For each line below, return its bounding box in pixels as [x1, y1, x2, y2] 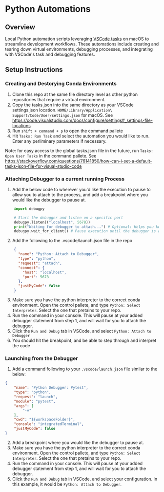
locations [12, 122, 31, 128]
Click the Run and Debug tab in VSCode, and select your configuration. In [12, 476, 158, 482]
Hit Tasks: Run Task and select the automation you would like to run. [12, 133, 150, 139]
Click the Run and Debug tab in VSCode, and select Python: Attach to [12, 328, 151, 334]
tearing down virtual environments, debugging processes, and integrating [5, 46, 153, 52]
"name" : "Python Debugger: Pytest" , [14, 385, 89, 390]
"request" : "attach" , [18, 261, 62, 266]
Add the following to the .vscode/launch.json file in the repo [12, 238, 133, 244]
